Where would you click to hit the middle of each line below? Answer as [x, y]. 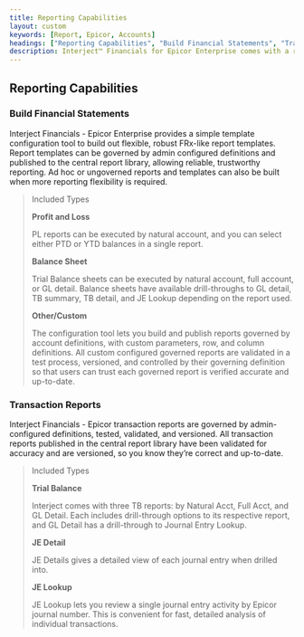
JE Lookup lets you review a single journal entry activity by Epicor [154, 605]
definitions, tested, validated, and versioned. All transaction [163, 434]
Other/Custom [59, 315]
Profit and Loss [61, 216]
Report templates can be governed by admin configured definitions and [142, 152]
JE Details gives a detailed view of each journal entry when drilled [154, 560]
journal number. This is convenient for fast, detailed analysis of [149, 614]
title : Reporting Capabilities [68, 18]
